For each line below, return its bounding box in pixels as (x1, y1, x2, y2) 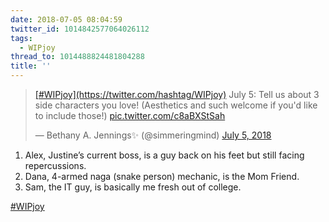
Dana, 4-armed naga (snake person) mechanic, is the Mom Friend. (24, 171, 300, 182)
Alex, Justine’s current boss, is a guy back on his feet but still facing (24, 149, 305, 161)
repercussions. (24, 160, 87, 171)
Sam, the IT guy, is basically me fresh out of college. (24, 181, 242, 193)
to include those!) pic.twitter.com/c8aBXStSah (34, 110, 226, 121)
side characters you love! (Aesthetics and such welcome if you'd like (34, 99, 318, 111)
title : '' (10, 61, 52, 71)
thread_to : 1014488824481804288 (10, 52, 145, 62)
